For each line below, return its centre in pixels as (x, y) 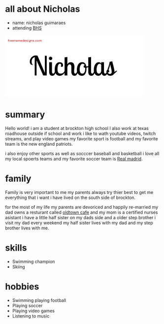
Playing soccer (27, 305)
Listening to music (31, 316)
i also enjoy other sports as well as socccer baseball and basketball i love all (82, 153)
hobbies (22, 286)
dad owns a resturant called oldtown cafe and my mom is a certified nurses (82, 212)
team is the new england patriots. (39, 144)
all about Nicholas (43, 9)
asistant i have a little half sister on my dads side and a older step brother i (81, 217)
